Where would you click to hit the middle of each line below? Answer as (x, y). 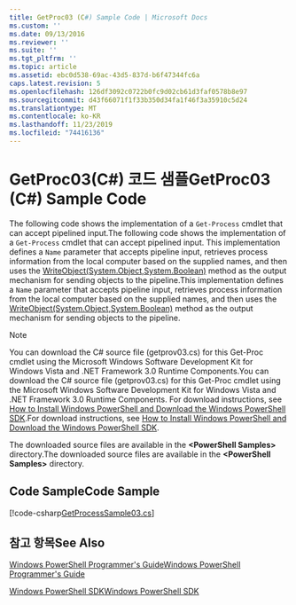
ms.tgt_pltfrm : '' (43, 59)
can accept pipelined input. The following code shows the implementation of (148, 232)
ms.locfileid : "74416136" (57, 133)
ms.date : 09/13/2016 (47, 34)
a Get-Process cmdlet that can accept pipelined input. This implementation (145, 242)
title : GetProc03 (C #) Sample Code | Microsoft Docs (109, 17)
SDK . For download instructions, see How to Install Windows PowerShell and (148, 418)
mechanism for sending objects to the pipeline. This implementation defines (147, 279)
